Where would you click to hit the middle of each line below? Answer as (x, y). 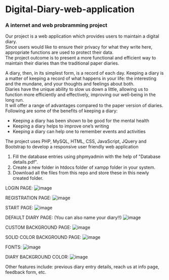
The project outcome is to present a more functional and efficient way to (81, 58)
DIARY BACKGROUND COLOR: (37, 257)
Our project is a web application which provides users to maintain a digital (82, 36)
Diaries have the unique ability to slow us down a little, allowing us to (77, 89)
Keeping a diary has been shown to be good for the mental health (81, 121)
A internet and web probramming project (56, 25)
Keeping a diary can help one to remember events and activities (79, 132)
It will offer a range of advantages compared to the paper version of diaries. (84, 106)
